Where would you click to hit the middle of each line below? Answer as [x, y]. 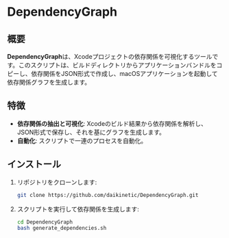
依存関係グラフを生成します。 [49, 82]
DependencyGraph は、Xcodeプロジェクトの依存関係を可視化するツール [110, 56]
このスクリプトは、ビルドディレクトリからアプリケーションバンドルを [118, 65]
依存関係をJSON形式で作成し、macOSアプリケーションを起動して [124, 74]
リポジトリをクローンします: [57, 182]
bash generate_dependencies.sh [62, 228]
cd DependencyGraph [45, 222]
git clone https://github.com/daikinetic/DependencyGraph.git [108, 195]
